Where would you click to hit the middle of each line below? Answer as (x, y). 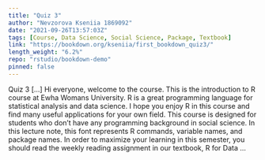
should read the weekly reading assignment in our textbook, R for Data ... (127, 147)
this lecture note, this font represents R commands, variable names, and (125, 131)
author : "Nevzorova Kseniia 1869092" (70, 23)
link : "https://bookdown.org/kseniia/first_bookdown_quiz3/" (111, 45)
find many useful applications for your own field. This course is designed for (132, 114)
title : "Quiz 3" (35, 15)
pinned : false (32, 67)
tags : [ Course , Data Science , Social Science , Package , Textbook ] (120, 37)
